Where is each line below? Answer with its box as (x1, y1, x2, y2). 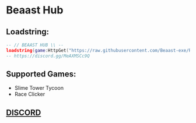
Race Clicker (14, 91, 45, 98)
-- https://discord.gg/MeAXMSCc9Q (6, 53, 90, 59)
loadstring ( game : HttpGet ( (6, 47, 69, 53)
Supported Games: (6, 69, 76, 79)
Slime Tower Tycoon (14, 85, 64, 92)
